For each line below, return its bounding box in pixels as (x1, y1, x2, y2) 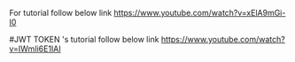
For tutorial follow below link (9, 8, 113, 18)
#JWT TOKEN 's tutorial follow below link (9, 35, 159, 44)
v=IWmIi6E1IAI (9, 43, 62, 54)
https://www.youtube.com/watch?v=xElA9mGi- (113, 8, 286, 18)
